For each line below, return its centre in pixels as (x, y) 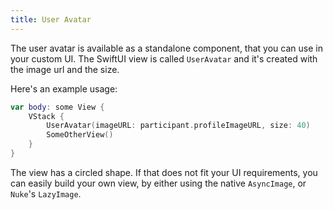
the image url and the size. (65, 69)
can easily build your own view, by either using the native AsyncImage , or (158, 183)
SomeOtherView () (80, 135)
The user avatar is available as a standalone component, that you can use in (166, 48)
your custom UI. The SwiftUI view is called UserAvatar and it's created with (164, 58)
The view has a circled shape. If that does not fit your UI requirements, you (164, 172)
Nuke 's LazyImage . (46, 193)
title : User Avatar (51, 19)
